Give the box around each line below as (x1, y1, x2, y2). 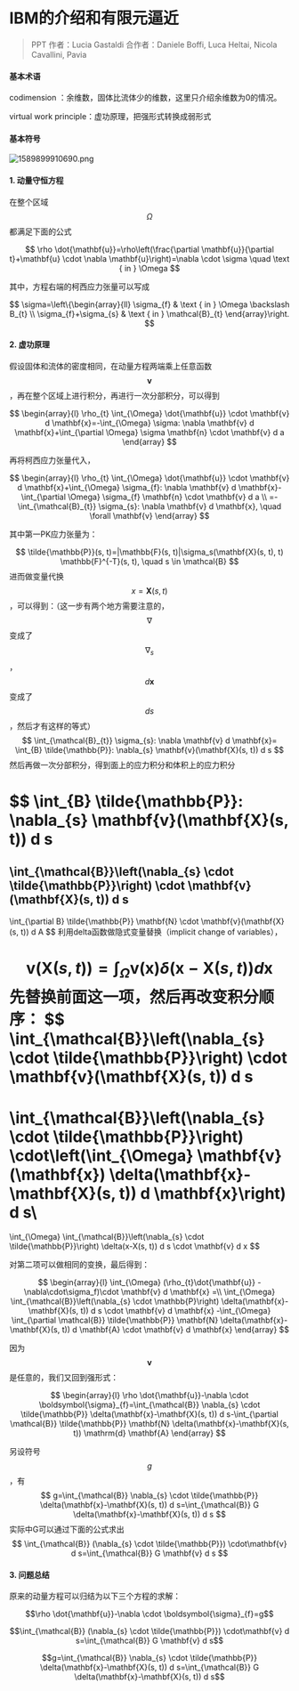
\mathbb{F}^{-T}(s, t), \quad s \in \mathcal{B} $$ (60, 555, 239, 566)
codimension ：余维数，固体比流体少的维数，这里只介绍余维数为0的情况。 (9, 93, 282, 103)
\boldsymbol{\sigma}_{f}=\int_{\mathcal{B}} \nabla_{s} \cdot (38, 1399, 261, 1411)
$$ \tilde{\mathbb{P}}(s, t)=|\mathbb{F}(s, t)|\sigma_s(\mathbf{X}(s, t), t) (15, 546, 284, 557)
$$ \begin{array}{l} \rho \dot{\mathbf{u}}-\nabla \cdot (50, 1390, 249, 1401)
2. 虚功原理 (9, 339, 51, 350)
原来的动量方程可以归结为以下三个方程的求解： (9, 1590, 181, 1602)
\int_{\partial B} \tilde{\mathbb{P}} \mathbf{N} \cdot (9, 916, 199, 926)
